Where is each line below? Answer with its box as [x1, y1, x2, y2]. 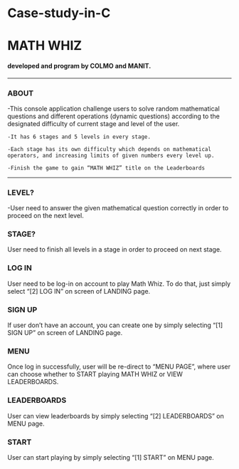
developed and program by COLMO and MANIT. [7, 61, 152, 70]
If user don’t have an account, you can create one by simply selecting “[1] [7, 321, 223, 329]
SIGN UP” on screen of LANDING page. [7, 329, 123, 337]
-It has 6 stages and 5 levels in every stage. [7, 133, 152, 140]
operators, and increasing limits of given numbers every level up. [7, 152, 215, 159]
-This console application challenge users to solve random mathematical [7, 104, 221, 113]
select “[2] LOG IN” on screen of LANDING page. [7, 287, 151, 295]
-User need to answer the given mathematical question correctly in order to [7, 204, 229, 212]
